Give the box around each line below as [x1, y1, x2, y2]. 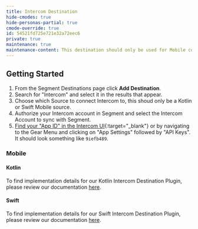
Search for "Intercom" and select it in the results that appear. [14, 91, 163, 98]
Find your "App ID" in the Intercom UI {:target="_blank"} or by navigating [14, 122, 190, 129]
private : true [6, 36, 41, 42]
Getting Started [6, 69, 64, 79]
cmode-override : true [6, 25, 60, 31]
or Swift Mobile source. [14, 103, 72, 110]
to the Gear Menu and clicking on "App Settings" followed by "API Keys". [14, 128, 191, 136]
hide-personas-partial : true [6, 19, 78, 25]
